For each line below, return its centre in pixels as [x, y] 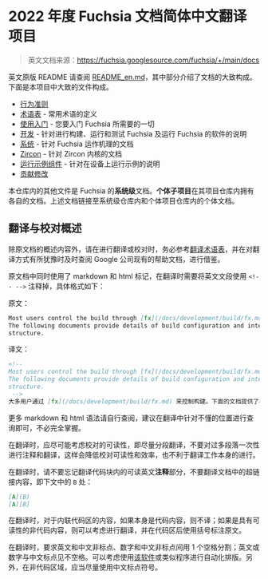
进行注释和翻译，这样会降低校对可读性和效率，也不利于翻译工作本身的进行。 [134, 454]
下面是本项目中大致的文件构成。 [61, 87]
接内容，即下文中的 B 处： [51, 482]
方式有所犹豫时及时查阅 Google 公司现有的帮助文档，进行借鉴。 [120, 259]
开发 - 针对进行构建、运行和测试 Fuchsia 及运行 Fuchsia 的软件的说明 [133, 133]
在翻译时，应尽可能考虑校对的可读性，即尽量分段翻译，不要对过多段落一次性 [134, 445]
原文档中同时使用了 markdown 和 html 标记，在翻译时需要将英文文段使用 [128, 276]
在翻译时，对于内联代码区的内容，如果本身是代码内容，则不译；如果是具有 [130, 521]
